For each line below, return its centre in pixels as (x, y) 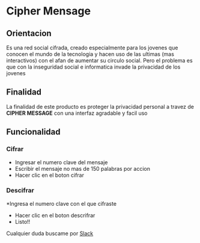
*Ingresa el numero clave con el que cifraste (62, 203)
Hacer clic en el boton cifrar (49, 175)
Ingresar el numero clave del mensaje (61, 162)
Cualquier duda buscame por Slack (50, 233)
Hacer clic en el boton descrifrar (55, 215)
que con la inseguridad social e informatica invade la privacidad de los (93, 67)
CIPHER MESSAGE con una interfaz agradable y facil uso (77, 113)
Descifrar (20, 191)
